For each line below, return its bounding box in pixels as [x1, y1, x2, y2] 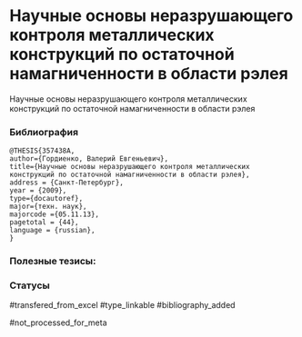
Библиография [9, 125, 79, 138]
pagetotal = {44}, [9, 218, 79, 227]
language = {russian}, [9, 226, 96, 235]
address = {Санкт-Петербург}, [9, 178, 125, 187]
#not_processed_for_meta [9, 317, 107, 328]
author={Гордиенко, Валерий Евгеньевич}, [9, 154, 169, 164]
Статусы [9, 279, 50, 292]
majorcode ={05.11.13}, [9, 210, 100, 219]
